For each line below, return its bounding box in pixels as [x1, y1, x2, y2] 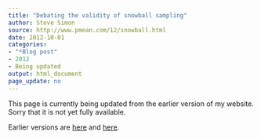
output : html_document [8, 70, 82, 78]
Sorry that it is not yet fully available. [8, 107, 126, 116]
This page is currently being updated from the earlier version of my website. [8, 99, 255, 108]
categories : [8, 41, 47, 49]
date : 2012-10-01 [8, 33, 65, 42]
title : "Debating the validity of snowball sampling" [8, 11, 188, 20]
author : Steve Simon [8, 19, 76, 27]
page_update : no [8, 77, 61, 85]
